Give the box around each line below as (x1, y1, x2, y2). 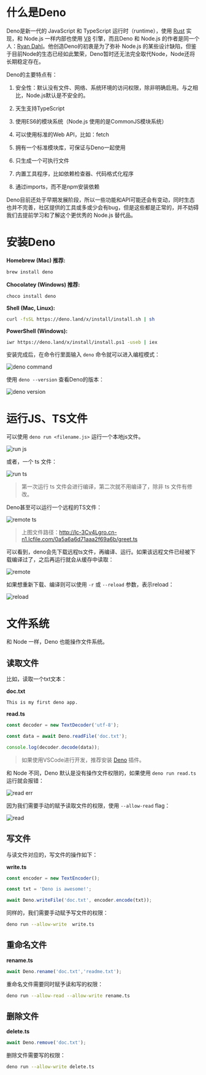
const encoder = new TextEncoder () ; (6, 875, 100, 881)
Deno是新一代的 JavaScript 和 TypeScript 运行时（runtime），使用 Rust (6, 27, 185, 34)
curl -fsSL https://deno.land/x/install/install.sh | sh (6, 316, 155, 322)
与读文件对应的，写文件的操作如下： (6, 851, 98, 858)
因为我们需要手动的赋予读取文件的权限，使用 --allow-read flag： (6, 802, 170, 809)
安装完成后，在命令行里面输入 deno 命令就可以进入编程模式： (6, 351, 161, 358)
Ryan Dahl (17, 42, 43, 50)
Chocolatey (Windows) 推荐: (6, 281, 80, 288)
